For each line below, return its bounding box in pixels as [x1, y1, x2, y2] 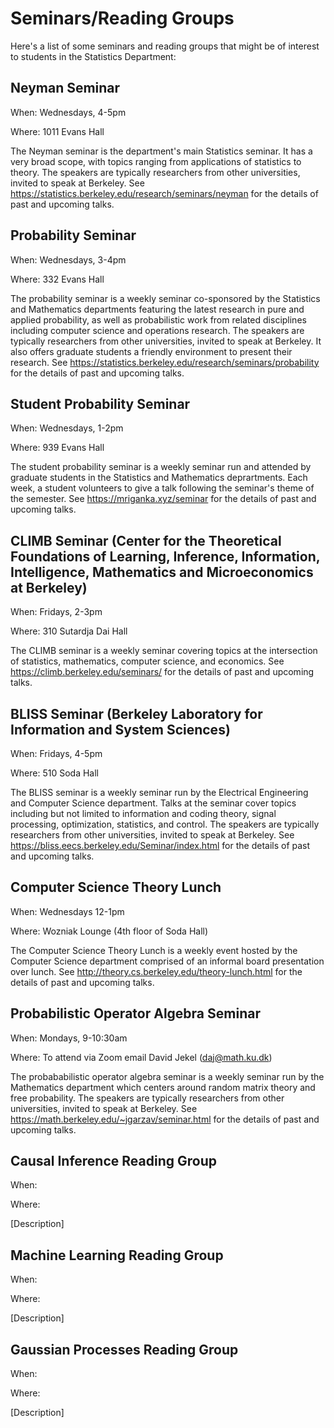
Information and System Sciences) [10, 721, 231, 738]
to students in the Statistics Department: [10, 50, 177, 62]
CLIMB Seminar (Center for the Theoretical [10, 532, 282, 549]
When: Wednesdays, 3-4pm [10, 253, 127, 266]
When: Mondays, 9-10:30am [10, 1032, 128, 1044]
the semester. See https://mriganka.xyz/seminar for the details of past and [10, 493, 317, 505]
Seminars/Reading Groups [10, 7, 235, 30]
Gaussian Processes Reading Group [10, 1341, 239, 1358]
